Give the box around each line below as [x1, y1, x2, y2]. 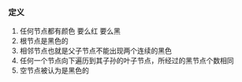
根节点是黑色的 [19, 36, 69, 46]
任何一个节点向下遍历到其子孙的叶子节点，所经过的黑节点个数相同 [19, 56, 234, 65]
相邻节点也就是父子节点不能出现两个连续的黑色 [19, 46, 172, 56]
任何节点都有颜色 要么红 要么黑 [19, 26, 121, 36]
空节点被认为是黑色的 [19, 65, 89, 76]
